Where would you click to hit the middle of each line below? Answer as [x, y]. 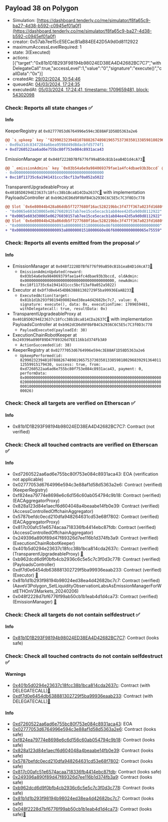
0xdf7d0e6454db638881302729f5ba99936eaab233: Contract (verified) [87, 570]
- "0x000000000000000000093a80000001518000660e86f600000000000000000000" [84, 225]
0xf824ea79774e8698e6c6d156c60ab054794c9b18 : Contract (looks [83, 740]
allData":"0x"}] [28, 73]
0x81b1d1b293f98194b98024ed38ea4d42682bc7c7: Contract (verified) [86, 580]
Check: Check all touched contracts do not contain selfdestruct [84, 656]
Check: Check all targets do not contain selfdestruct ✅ [73, 615]
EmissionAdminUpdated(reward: [51, 272]
